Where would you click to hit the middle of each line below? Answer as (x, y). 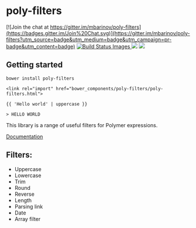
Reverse (25, 194)
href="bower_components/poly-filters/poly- (110, 89)
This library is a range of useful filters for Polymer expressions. (82, 125)
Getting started (35, 65)
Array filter (27, 219)
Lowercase (28, 175)
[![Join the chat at (27, 27)
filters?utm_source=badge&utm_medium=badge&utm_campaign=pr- (89, 39)
